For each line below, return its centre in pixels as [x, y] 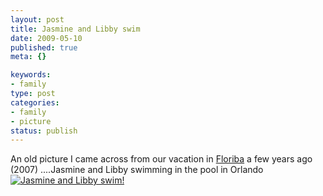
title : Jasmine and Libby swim [75, 29]
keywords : [31, 75]
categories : [35, 102]
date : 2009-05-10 [46, 38]
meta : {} [28, 57]
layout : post [37, 19]
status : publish [44, 131]
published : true [44, 47]
